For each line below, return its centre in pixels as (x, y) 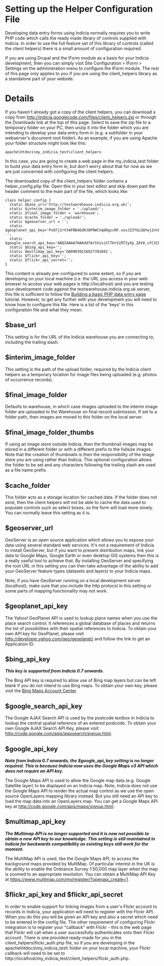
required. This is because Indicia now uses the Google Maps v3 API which (82, 766)
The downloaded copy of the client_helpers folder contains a (66, 181)
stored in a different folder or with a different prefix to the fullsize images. (79, 449)
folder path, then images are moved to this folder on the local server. (74, 417)
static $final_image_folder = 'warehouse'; (54, 213)
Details (20, 98)
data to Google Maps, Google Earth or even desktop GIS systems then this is (82, 555)
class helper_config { (28, 200)
